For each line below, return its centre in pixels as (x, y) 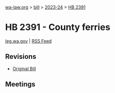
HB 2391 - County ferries (58, 27)
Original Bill (24, 69)
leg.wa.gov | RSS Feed (28, 41)
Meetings (20, 84)
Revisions (21, 57)
